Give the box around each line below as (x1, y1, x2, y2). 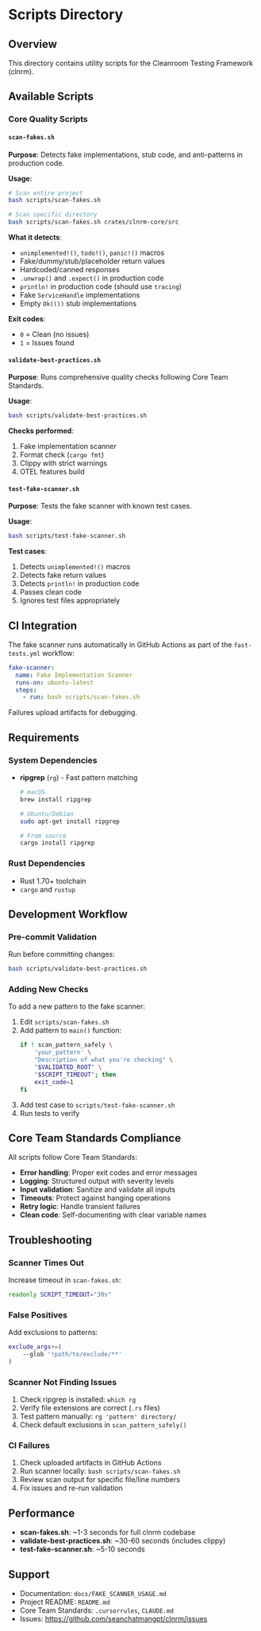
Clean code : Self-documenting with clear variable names (19, 1210, 207, 1219)
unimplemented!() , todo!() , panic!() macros (19, 248, 165, 258)
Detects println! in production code (19, 579, 140, 588)
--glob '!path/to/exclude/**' (22, 1351, 123, 1359)
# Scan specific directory (8, 211, 98, 219)
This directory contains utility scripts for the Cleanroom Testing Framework (8, 58, 254, 68)
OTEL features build (19, 467, 85, 477)
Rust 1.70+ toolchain (19, 876, 86, 885)
